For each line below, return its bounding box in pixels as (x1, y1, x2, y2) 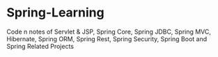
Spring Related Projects (6, 42, 75, 50)
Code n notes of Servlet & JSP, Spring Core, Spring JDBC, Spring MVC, (6, 27, 212, 36)
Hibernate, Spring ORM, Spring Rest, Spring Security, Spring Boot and (6, 34, 208, 43)
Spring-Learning (6, 5, 105, 21)
